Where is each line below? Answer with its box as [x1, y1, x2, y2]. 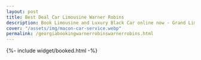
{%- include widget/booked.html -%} [6, 47, 98, 54]
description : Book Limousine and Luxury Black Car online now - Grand [6, 20, 186, 26]
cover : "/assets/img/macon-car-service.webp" [6, 25, 121, 31]
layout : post [6, 8, 39, 15]
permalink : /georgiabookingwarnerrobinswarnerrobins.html [6, 31, 154, 37]
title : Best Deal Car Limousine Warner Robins [6, 14, 124, 20]
